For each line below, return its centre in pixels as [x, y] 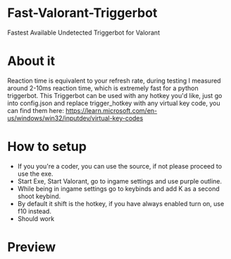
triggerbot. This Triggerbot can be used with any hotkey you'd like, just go [115, 95]
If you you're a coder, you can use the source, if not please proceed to [120, 166]
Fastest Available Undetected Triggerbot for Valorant [84, 32]
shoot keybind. [39, 196]
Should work [36, 218]
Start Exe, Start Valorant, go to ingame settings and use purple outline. [119, 181]
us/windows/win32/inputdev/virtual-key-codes [75, 118]
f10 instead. [34, 211]
